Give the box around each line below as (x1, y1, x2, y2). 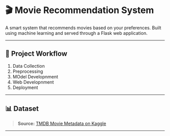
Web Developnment (12, 79, 54, 85)
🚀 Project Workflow (5, 50, 67, 58)
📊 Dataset (5, 105, 39, 113)
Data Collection (12, 63, 45, 69)
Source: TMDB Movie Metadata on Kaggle (17, 120, 106, 126)
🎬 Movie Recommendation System (5, 5, 154, 16)
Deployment (12, 84, 38, 90)
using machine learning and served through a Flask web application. (5, 30, 148, 36)
